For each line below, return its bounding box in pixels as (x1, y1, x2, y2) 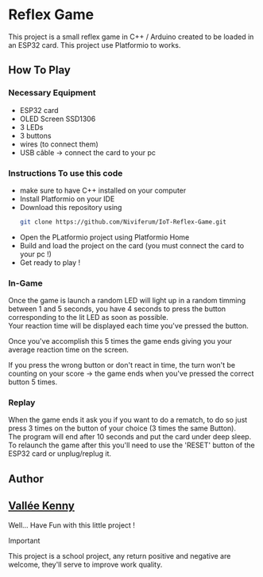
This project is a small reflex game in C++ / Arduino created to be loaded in (8, 32, 254, 41)
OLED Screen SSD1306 (19, 114, 96, 123)
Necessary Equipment (8, 88, 97, 99)
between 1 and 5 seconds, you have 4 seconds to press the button (8, 304, 226, 314)
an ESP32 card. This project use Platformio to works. (8, 40, 181, 49)
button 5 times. (8, 377, 58, 387)
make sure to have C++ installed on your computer (19, 185, 187, 195)
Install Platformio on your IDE (19, 193, 115, 204)
